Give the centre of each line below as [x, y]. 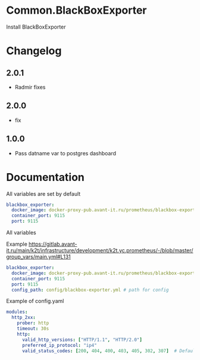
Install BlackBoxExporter [36, 27]
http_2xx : [24, 318]
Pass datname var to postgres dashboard [65, 153]
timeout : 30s [33, 328]
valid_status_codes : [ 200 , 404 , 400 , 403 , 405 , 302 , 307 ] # [99, 351]
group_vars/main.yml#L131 [39, 257]
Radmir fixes [30, 87]
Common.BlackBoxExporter [76, 10]
